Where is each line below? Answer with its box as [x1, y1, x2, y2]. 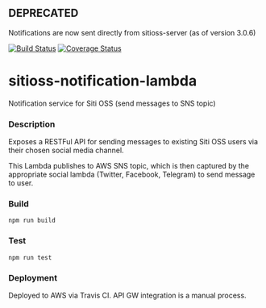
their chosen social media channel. [8, 145, 124, 156]
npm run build [8, 217, 56, 225]
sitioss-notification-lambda [8, 72, 197, 89]
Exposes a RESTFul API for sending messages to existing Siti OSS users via [8, 137, 259, 147]
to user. [8, 178, 34, 188]
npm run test [8, 253, 52, 261]
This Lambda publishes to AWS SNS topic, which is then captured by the [8, 161, 250, 171]
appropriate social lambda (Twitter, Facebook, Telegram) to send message [8, 169, 256, 180]
